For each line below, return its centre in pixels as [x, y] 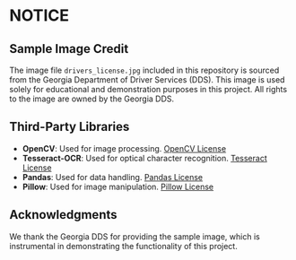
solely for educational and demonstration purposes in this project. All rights [148, 89]
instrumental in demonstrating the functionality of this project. [123, 246]
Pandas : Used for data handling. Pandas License [113, 177]
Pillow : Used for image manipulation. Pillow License [118, 186]
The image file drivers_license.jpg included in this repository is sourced [144, 70]
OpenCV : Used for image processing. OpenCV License [124, 148]
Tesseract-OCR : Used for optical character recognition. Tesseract [144, 158]
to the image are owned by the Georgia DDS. [92, 99]
